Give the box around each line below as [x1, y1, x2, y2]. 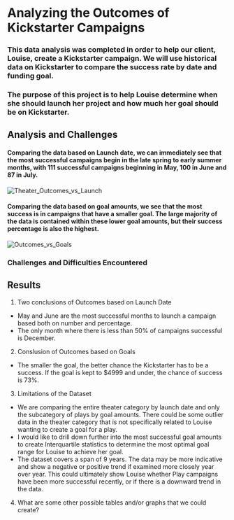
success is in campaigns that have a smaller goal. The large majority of [7, 210, 218, 218]
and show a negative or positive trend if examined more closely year [17, 462, 214, 470]
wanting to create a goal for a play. [17, 425, 117, 433]
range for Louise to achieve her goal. [17, 447, 124, 456]
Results [7, 279, 41, 291]
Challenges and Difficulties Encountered [7, 258, 148, 267]
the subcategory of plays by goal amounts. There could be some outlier [17, 410, 224, 419]
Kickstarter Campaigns [7, 20, 145, 36]
